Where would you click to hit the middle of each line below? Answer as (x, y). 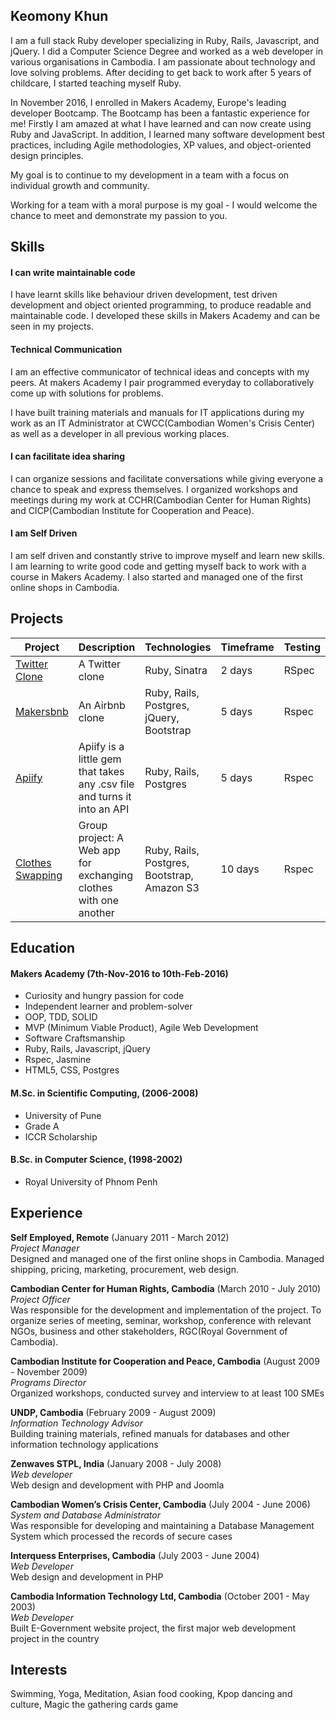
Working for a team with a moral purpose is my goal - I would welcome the (164, 205)
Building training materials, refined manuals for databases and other (150, 1433)
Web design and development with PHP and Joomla (117, 1485)
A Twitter (100, 664)
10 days (240, 869)
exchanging (106, 875)
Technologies (178, 647)
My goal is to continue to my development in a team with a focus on (150, 175)
